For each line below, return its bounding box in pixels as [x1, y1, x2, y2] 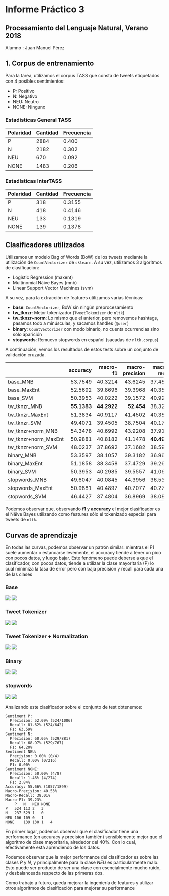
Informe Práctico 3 [5, 4, 84, 15]
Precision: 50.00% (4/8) [10, 771, 62, 776]
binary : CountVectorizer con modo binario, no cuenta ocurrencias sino [12, 326, 159, 332]
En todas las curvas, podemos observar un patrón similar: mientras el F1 [5, 544, 154, 550]
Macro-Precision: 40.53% [5, 788, 57, 793]
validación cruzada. [5, 352, 46, 358]
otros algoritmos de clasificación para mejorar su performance [5, 885, 135, 891]
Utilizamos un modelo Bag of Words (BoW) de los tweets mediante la [5, 254, 148, 260]
